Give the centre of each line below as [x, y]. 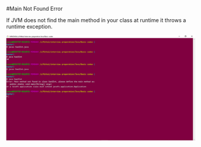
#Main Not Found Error [34, 9]
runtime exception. [29, 27]
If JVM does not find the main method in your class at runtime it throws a [96, 20]
